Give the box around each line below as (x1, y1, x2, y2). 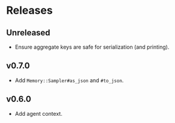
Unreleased (6, 28, 51, 38)
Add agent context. (14, 110, 63, 117)
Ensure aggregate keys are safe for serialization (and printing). (14, 43, 170, 50)
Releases (6, 4, 53, 17)
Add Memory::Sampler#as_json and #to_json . (14, 76, 124, 84)
